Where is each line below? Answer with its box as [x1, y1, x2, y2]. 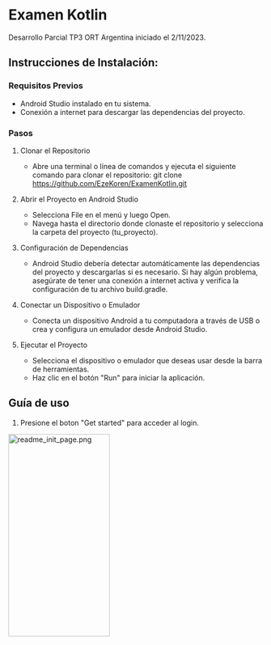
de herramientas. [32, 364, 90, 374]
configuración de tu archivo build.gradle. [32, 284, 168, 294]
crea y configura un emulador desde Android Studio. [32, 324, 208, 333]
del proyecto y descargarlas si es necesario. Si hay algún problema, [32, 267, 259, 277]
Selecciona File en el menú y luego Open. [32, 210, 171, 219]
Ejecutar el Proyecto [19, 340, 87, 350]
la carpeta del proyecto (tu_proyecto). [32, 227, 159, 236]
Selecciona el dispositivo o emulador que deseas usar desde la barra [32, 355, 263, 365]
